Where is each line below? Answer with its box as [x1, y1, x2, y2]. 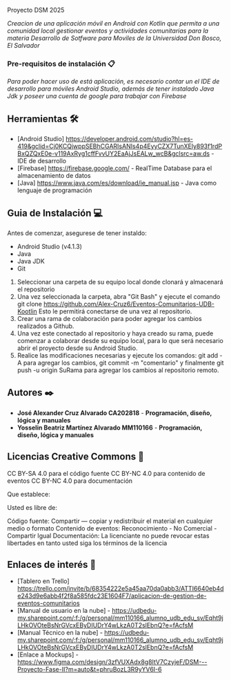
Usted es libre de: [7, 503, 57, 511]
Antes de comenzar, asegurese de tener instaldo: [7, 228, 147, 237]
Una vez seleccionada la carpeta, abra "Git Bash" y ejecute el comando [17, 292, 221, 300]
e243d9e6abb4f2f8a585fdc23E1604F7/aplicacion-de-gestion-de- [17, 591, 207, 600]
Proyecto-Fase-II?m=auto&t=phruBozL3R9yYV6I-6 [17, 665, 162, 674]
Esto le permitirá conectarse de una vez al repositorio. [39, 307, 192, 315]
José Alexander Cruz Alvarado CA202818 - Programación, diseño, [17, 408, 212, 417]
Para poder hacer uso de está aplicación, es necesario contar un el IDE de [7, 77, 220, 86]
